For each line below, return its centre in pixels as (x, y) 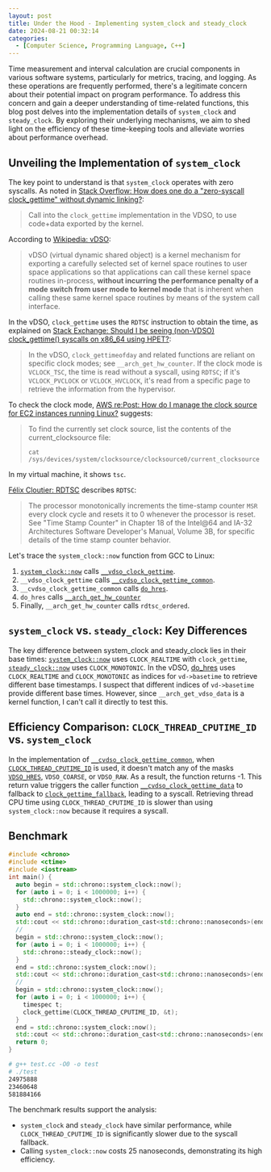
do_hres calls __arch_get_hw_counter (80, 596)
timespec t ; (43, 1005)
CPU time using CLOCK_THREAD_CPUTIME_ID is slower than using (111, 802)
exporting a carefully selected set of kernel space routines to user (138, 263)
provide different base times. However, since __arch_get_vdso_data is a (126, 693)
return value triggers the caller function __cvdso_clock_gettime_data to (126, 785)
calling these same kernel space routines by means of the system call (144, 297)
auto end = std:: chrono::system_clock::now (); (95, 915)
